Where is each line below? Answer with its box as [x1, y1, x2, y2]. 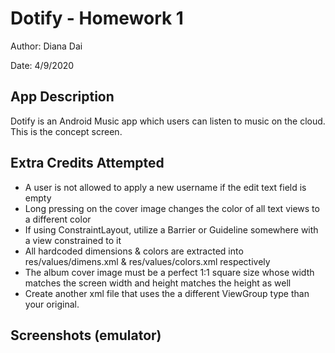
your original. [24, 298, 80, 310]
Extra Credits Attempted [10, 155, 165, 172]
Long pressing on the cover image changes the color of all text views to [24, 202, 320, 214]
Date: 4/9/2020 [10, 59, 75, 71]
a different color [24, 213, 92, 225]
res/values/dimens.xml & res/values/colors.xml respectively [24, 255, 271, 267]
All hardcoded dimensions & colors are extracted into [24, 245, 244, 257]
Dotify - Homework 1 [10, 7, 184, 30]
